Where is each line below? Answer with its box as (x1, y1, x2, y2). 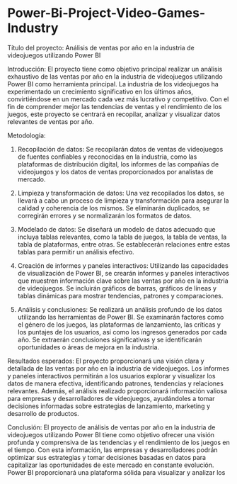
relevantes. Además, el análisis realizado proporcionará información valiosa (7, 386, 228, 395)
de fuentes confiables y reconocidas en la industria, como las (17, 152, 197, 161)
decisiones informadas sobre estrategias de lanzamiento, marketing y (7, 402, 211, 410)
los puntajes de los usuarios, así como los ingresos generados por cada (17, 327, 228, 336)
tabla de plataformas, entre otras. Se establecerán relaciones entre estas (17, 240, 231, 249)
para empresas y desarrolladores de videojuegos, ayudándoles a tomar (7, 394, 215, 403)
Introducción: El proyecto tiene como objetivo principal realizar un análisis (7, 64, 223, 73)
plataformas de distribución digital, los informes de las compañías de (17, 159, 219, 168)
